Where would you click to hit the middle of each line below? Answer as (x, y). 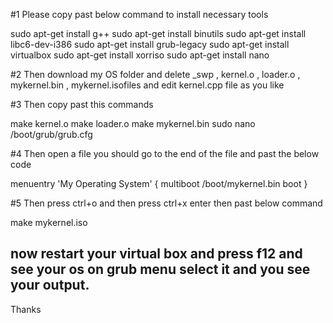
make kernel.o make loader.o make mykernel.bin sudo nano (133, 123)
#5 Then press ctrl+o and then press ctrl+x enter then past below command (166, 203)
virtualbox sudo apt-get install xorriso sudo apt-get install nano (140, 55)
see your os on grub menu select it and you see (160, 269)
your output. (50, 285)
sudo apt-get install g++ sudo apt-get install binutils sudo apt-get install (158, 33)
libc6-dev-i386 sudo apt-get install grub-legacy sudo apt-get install (150, 44)
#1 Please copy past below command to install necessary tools (139, 14)
